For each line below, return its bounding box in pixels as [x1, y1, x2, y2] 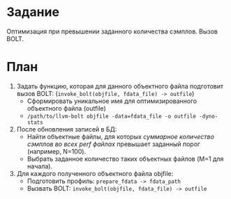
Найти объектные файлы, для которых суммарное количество [27, 132, 214, 141]
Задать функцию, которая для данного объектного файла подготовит [16, 81, 224, 90]
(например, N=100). [27, 147, 87, 155]
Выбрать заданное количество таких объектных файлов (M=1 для [27, 154, 224, 163]
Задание [6, 4, 60, 20]
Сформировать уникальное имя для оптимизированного [27, 97, 197, 105]
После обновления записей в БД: [16, 125, 117, 133]
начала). [27, 161, 53, 170]
